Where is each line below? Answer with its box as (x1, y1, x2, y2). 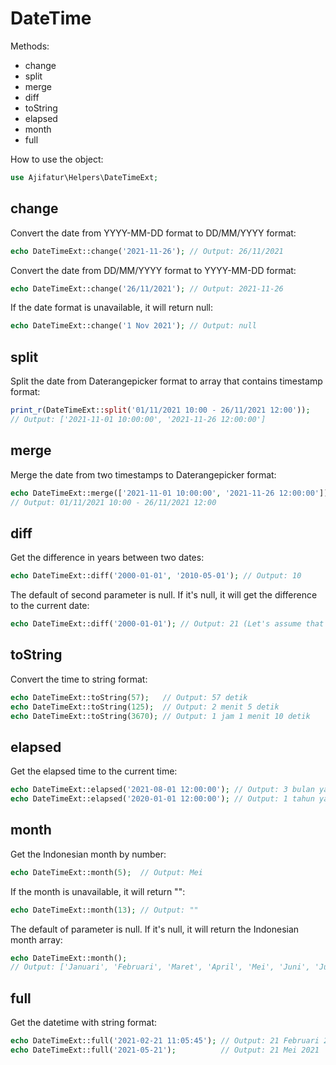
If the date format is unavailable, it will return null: (10, 302, 214, 314)
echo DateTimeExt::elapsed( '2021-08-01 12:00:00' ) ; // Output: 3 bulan (10, 785, 315, 795)
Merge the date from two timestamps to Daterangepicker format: (10, 468, 277, 481)
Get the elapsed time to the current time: (10, 765, 178, 777)
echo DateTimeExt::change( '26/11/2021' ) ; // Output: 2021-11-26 (10, 283, 284, 294)
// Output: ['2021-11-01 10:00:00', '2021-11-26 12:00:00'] (10, 414, 267, 424)
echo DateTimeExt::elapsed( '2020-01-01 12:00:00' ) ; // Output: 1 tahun (10, 794, 315, 804)
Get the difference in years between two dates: (10, 552, 205, 564)
